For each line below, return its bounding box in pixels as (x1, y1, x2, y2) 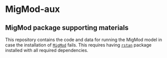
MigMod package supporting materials (5, 23, 129, 32)
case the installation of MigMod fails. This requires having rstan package (5, 42, 152, 48)
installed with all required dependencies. (5, 47, 89, 53)
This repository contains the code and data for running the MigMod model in (5, 36, 162, 42)
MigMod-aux (5, 3, 60, 15)
